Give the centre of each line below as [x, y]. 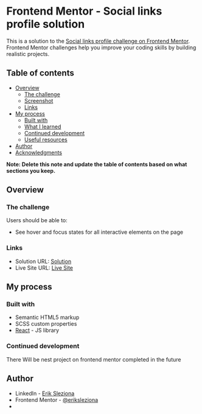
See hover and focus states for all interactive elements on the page [99, 232]
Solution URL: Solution [43, 261]
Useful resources [46, 139]
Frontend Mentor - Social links [84, 11]
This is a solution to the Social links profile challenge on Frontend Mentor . [98, 41]
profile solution [46, 24]
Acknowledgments [39, 152]
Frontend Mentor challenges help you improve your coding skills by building [101, 47]
